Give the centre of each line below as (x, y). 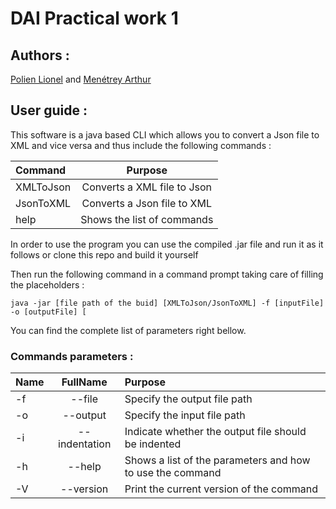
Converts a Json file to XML (146, 203)
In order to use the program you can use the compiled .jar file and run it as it (167, 244)
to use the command (173, 473)
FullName (84, 382)
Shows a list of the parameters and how (217, 460)
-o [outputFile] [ (48, 312)
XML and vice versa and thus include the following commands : (141, 145)
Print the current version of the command (221, 489)
